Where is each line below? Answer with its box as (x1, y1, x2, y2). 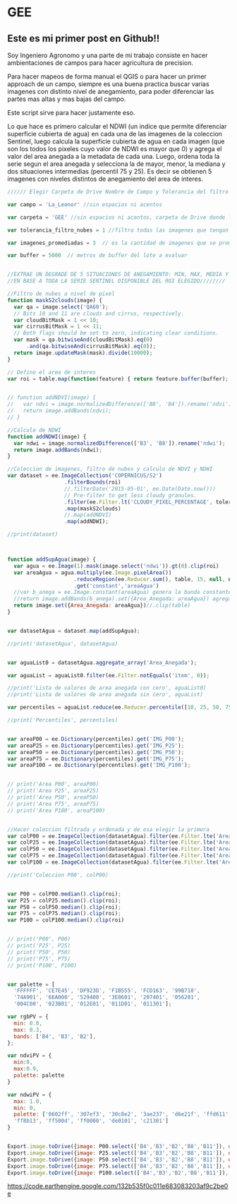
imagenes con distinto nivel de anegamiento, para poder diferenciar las (7, 88, 214, 95)
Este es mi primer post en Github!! (7, 32, 160, 44)
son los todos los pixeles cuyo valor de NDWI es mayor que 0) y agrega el (7, 145, 222, 153)
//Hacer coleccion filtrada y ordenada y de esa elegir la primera (7, 825, 210, 833)
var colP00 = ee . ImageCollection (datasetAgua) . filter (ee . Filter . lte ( (7, 833, 217, 840)
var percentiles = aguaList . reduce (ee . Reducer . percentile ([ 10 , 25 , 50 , (7, 704, 223, 711)
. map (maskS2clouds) (63, 505, 121, 512)
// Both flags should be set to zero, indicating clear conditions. (13, 330, 219, 337)
